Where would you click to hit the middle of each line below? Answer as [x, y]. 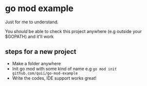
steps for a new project [41, 52]
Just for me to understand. [32, 22]
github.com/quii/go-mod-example [45, 73]
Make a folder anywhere [36, 63]
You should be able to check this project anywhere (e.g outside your [73, 31]
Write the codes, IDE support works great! [54, 78]
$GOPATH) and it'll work [29, 36]
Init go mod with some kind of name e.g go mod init [64, 69]
